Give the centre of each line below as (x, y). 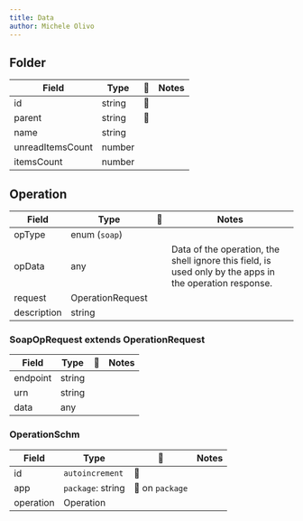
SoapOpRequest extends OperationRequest (107, 340)
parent (28, 118)
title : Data (32, 18)
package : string (94, 488)
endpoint (33, 378)
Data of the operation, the (225, 249)
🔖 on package (161, 488)
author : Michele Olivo (52, 26)
